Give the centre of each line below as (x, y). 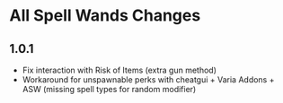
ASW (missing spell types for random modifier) (109, 89)
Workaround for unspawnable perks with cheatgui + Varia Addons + (148, 80)
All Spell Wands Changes (105, 16)
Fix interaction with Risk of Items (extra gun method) (119, 70)
